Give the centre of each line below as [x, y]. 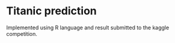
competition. [22, 33]
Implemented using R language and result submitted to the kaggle [88, 27]
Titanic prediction [52, 11]
